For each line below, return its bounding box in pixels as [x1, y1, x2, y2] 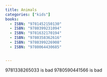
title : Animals [5, 7, 37, 12]
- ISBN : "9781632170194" [10, 30, 62, 35]
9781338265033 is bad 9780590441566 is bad [5, 67, 102, 73]
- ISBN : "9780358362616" [10, 35, 62, 40]
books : [5, 16, 19, 21]
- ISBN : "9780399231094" [10, 26, 62, 31]
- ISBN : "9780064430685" [10, 44, 62, 49]
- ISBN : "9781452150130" [10, 21, 62, 26]
